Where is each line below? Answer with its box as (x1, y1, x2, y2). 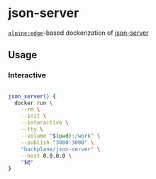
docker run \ (14, 99, 53, 107)
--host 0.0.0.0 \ (21, 152, 72, 159)
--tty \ (21, 126, 43, 133)
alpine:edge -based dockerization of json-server (8, 28, 149, 37)
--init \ (21, 112, 47, 120)
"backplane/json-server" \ (21, 146, 101, 153)
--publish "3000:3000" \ (21, 139, 94, 146)
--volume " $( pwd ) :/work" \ (21, 132, 101, 139)
